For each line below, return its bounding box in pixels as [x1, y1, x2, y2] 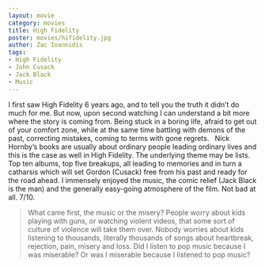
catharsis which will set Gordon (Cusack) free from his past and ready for [8, 167, 248, 177]
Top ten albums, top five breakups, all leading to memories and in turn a [8, 158, 243, 168]
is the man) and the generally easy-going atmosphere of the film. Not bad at [8, 184, 256, 193]
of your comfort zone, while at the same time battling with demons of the [8, 124, 246, 135]
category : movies [8, 19, 66, 27]
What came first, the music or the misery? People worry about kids [27, 208, 246, 217]
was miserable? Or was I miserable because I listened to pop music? [27, 250, 251, 259]
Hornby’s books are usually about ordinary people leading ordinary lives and [8, 142, 257, 151]
